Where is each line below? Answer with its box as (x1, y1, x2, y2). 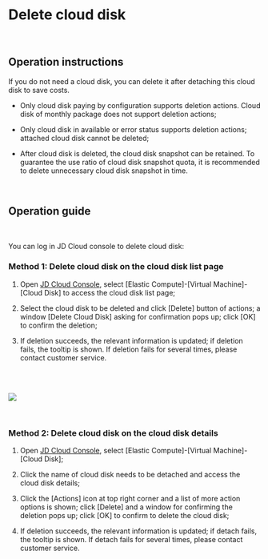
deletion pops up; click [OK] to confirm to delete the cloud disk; (19, 511, 230, 521)
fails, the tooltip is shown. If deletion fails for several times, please (19, 344, 238, 354)
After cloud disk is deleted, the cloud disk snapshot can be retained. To (19, 148, 255, 158)
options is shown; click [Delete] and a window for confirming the (19, 502, 234, 512)
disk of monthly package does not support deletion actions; (19, 109, 217, 119)
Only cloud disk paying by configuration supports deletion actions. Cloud (19, 100, 261, 110)
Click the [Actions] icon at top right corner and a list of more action (19, 494, 241, 504)
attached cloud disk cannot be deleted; (19, 133, 150, 143)
